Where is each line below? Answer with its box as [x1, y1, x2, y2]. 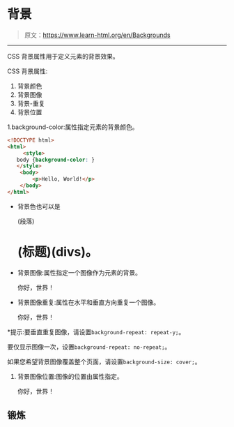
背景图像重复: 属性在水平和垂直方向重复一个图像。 [17, 298, 160, 306]
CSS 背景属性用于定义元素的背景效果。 [7, 52, 120, 60]
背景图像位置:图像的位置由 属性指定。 [17, 372, 123, 380]
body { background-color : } [16, 156, 95, 163]
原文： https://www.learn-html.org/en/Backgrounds [24, 31, 171, 39]
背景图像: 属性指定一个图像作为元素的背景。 [17, 268, 141, 276]
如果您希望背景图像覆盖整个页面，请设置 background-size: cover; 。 [7, 357, 201, 366]
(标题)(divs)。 [17, 244, 98, 260]
